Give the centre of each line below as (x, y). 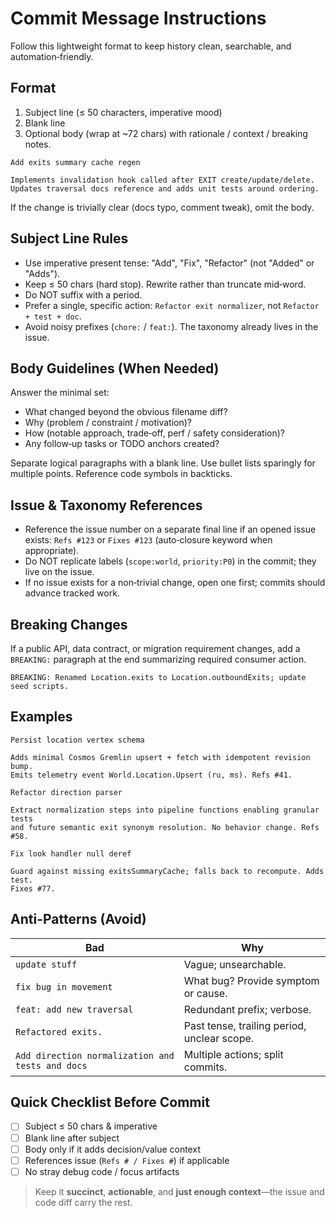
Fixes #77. (33, 888)
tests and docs (51, 1065)
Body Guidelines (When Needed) (115, 368)
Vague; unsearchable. (235, 964)
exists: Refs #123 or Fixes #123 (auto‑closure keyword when (148, 540)
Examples (41, 717)
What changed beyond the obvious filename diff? (126, 412)
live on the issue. (59, 572)
